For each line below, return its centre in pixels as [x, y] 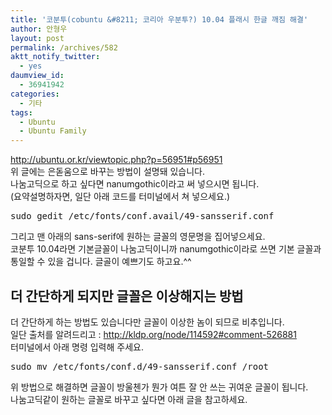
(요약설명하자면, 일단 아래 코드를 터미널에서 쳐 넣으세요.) [120, 197]
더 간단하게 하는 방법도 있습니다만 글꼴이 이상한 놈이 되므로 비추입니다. [147, 322]
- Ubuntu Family [53, 131]
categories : [35, 94]
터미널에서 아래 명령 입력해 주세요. [77, 347]
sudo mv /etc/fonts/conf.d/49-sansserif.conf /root [140, 366]
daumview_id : [37, 76]
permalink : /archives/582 [64, 47]
